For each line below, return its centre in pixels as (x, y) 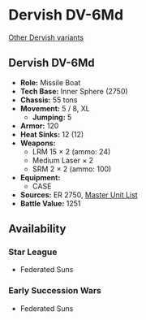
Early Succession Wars (55, 291)
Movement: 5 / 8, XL (55, 108)
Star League (33, 252)
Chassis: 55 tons (49, 100)
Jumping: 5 (52, 117)
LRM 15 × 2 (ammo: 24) (71, 151)
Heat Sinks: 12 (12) (52, 134)
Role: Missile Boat (50, 82)
